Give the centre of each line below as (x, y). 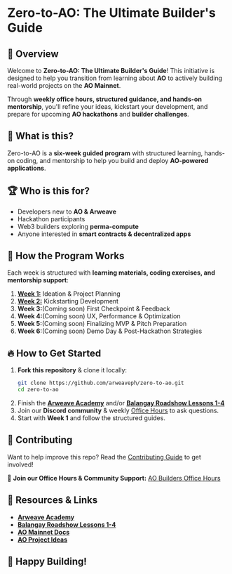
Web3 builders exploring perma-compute (78, 226)
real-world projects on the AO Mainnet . (64, 85)
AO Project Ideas (42, 540)
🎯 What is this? (40, 136)
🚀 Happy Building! (47, 562)
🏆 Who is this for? (48, 191)
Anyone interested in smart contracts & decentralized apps (104, 234)
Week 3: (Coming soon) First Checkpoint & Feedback (94, 309)
